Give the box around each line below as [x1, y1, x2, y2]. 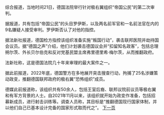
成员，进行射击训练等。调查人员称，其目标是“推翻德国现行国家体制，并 [13, 99, 158, 104]
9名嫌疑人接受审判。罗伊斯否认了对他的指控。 [5, 27, 98, 33]
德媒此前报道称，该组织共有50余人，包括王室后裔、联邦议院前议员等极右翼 [5, 87, 157, 92]
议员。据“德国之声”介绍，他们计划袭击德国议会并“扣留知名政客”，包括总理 [9, 43, 159, 49]
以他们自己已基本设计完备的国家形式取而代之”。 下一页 [5, 105, 116, 111]
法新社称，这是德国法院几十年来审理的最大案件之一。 [5, 60, 113, 65]
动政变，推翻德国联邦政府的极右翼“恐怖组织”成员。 [5, 76, 108, 82]
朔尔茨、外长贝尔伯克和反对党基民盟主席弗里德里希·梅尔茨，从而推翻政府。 [5, 49, 157, 55]
